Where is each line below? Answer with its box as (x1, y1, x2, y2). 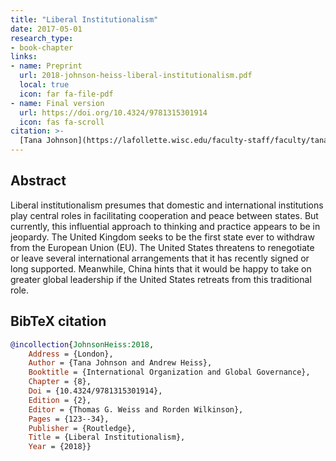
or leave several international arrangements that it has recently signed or (10, 252, 310, 264)
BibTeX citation (10, 313, 107, 330)
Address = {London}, (28, 349, 114, 359)
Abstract (10, 172, 67, 190)
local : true (19, 80, 70, 90)
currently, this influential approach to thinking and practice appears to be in (10, 220, 321, 232)
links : (10, 52, 38, 62)
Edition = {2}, (28, 395, 92, 405)
